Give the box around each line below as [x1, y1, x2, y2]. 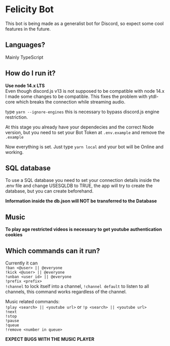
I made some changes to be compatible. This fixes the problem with [5, 93, 148, 99]
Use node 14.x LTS [5, 83, 45, 89]
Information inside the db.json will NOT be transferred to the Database [5, 198, 157, 204]
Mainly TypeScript [5, 54, 44, 60]
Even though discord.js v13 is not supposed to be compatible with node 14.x [5, 88, 164, 94]
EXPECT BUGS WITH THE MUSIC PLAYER [5, 336, 95, 342]
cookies [5, 232, 23, 238]
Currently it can [5, 260, 38, 266]
